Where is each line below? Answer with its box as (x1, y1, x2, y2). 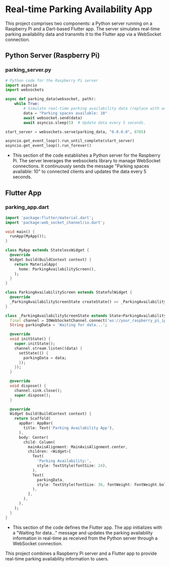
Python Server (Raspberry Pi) (5, 51, 100, 60)
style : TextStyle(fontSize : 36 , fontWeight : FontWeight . (37, 482, 159, 487)
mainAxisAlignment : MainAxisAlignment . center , (27, 444, 128, 449)
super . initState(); (14, 341, 56, 346)
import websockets (5, 87, 44, 92)
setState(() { (18, 350, 49, 356)
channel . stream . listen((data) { (14, 346, 82, 351)
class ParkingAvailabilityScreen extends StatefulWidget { (5, 290, 133, 295)
